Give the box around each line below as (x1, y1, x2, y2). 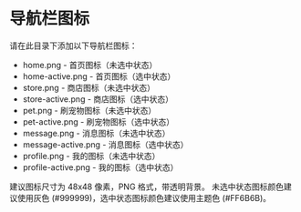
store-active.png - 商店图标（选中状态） (22, 93, 174, 105)
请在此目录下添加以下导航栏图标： (9, 40, 138, 51)
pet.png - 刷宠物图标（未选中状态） (22, 105, 157, 116)
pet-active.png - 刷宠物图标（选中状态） (22, 116, 175, 127)
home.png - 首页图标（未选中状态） (22, 59, 158, 70)
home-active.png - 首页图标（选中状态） (22, 70, 176, 82)
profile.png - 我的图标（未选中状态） (22, 150, 161, 161)
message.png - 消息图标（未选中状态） (22, 127, 171, 138)
